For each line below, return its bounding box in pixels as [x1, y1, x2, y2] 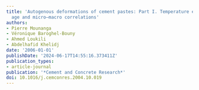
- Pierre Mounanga [6, 25, 52, 31]
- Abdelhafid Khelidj [6, 42, 60, 48]
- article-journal [6, 63, 52, 70]
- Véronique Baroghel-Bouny [6, 31, 76, 37]
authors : [6, 20, 28, 25]
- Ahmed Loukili [6, 36, 46, 42]
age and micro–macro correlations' [11, 14, 99, 20]
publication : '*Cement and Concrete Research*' [6, 69, 126, 75]
